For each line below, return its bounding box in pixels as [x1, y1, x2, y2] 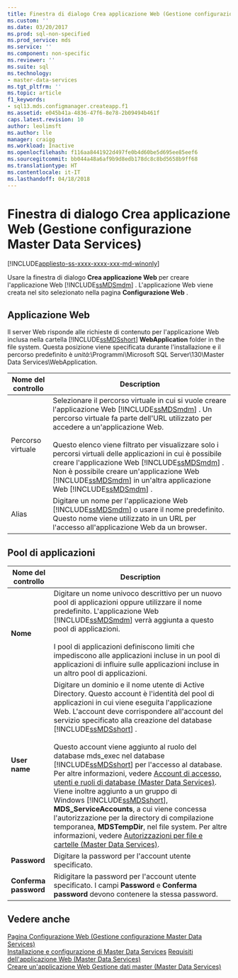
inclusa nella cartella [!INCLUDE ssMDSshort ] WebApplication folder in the [7, 335, 225, 344]
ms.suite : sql [7, 63, 50, 70]
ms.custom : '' [7, 17, 50, 24]
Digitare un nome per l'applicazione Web [52, 496, 188, 506]
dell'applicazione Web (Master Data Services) [7, 955, 141, 963]
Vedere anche [7, 913, 71, 925]
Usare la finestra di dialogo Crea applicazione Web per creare [7, 273, 190, 282]
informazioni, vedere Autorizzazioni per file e [53, 831, 203, 841]
